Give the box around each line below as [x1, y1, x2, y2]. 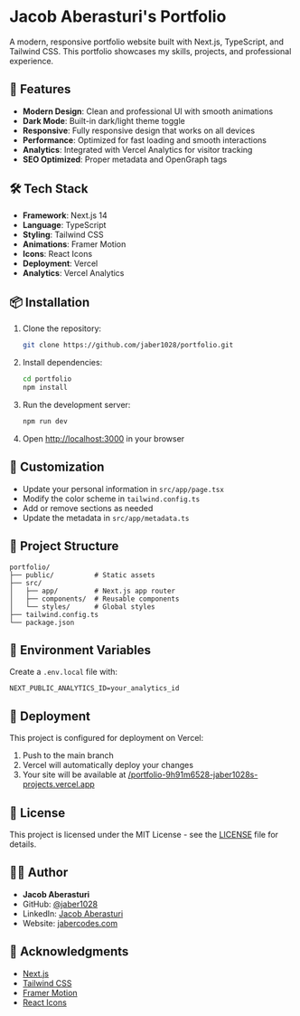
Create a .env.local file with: [9, 667, 118, 678]
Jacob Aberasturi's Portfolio [9, 6, 227, 27]
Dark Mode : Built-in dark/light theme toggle [22, 115, 185, 126]
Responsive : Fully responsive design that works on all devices [22, 125, 256, 136]
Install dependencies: [22, 357, 103, 368]
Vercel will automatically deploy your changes [22, 760, 194, 771]
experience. [9, 55, 54, 66]
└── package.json [9, 618, 75, 627]
